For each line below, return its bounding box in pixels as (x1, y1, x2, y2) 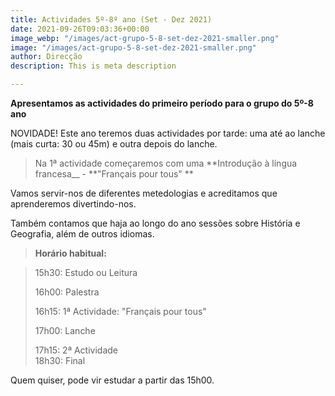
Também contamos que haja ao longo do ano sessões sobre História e (10, 217, 301, 229)
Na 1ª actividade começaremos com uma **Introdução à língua (34, 157, 298, 169)
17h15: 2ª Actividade (34, 344, 118, 356)
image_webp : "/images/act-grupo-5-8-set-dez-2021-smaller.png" (10, 33, 280, 43)
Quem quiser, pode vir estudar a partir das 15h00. (10, 374, 215, 386)
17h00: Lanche (34, 325, 96, 336)
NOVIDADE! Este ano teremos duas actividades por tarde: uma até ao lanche (10, 127, 326, 139)
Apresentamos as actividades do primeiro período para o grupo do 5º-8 (10, 97, 314, 109)
